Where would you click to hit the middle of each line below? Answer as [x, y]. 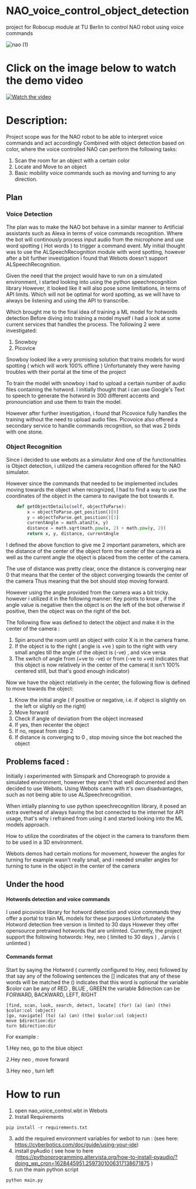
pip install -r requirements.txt [47, 1128]
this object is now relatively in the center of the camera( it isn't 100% [97, 665]
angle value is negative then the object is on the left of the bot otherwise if [96, 605]
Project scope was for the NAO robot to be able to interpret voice [84, 136]
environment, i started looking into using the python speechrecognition [92, 281]
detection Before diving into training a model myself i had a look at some [93, 318]
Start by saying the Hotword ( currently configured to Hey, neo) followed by [97, 970]
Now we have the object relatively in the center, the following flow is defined [98, 682]
